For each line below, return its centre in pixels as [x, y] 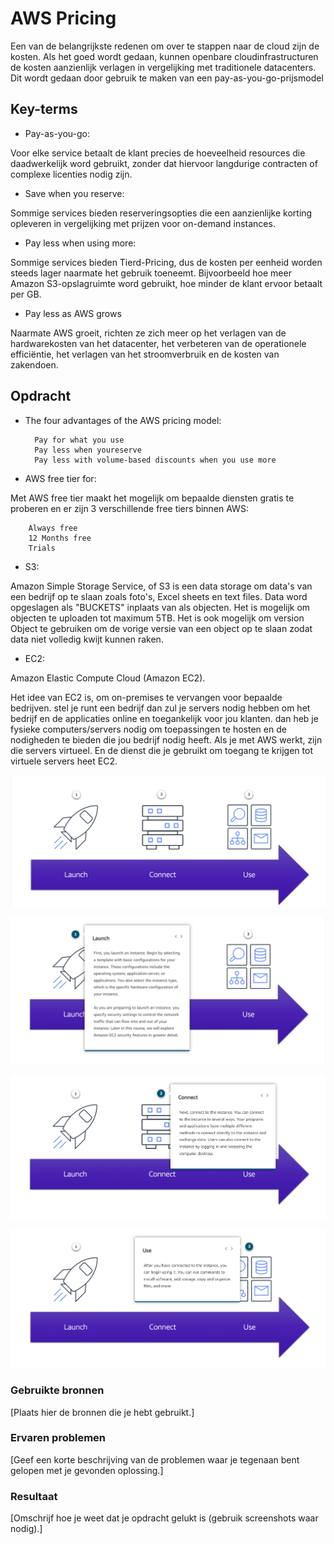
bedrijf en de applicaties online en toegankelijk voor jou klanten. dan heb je [164, 718]
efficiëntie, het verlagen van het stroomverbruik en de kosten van [145, 354]
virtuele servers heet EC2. [64, 761]
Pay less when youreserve [88, 450]
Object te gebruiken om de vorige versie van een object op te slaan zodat [161, 628]
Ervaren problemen [58, 1438]
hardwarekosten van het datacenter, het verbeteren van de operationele [158, 343]
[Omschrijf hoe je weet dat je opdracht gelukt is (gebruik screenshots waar [164, 1518]
